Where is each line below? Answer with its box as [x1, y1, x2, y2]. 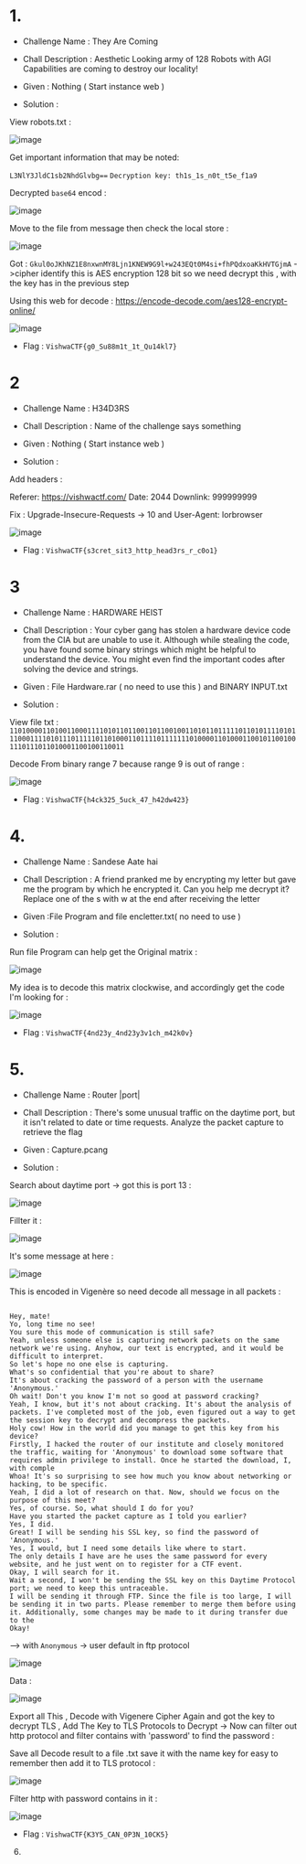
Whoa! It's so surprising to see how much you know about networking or [9, 1472, 292, 1481]
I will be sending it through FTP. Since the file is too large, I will [9, 1591, 292, 1601]
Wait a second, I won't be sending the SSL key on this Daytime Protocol [9, 1575, 297, 1585]
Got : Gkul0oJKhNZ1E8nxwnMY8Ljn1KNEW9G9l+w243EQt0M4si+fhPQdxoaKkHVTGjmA [9, 258, 292, 269]
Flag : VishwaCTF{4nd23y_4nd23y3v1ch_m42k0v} [22, 1026, 194, 1038]
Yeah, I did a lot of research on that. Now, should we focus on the [9, 1487, 280, 1496]
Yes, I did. [9, 1519, 55, 1528]
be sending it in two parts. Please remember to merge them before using [9, 1600, 297, 1609]
